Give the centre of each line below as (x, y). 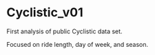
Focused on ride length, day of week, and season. (77, 44)
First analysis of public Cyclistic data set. (64, 31)
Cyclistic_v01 (45, 13)
